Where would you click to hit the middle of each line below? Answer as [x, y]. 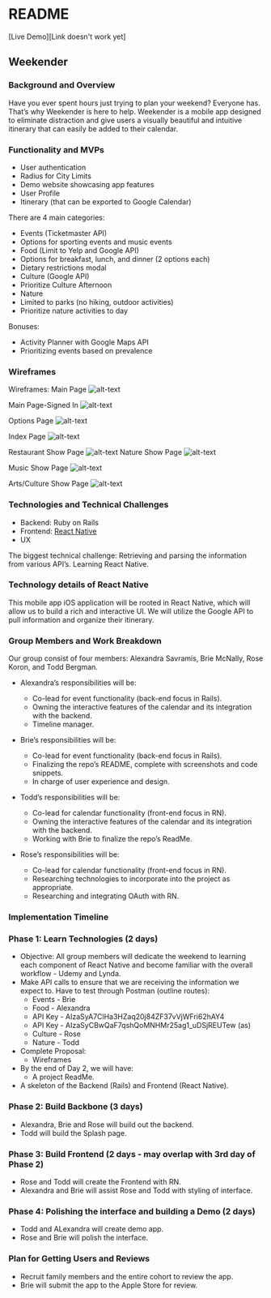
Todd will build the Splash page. [73, 1133]
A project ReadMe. [63, 1077]
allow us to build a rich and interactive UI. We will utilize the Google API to [131, 611]
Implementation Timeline [59, 917]
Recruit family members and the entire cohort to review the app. [127, 1276]
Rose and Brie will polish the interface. [84, 1238]
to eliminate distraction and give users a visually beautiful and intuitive [125, 120]
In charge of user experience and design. [101, 782]
